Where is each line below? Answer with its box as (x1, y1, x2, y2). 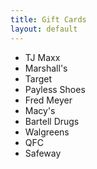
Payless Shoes (24, 83, 86, 95)
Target (24, 72, 53, 85)
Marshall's (24, 62, 68, 74)
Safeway (24, 147, 62, 159)
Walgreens (24, 126, 70, 138)
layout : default (10, 24, 78, 34)
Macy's (24, 104, 56, 116)
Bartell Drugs (24, 115, 80, 127)
